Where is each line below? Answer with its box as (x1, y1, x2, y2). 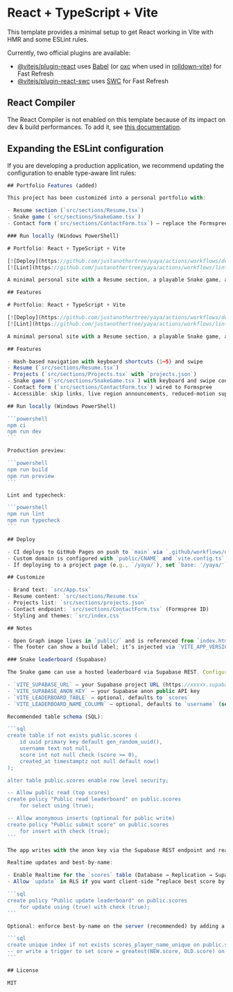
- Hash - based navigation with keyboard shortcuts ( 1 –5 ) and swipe (7, 358, 203, 365)
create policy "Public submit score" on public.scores (7, 821, 169, 828)
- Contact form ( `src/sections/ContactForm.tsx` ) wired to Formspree (7, 384, 213, 391)
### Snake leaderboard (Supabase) (7, 656, 107, 663)
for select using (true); (19, 803, 95, 810)
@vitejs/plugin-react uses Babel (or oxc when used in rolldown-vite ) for (17, 62, 222, 70)
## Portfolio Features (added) (7, 182, 98, 189)
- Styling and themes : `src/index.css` (7, 612, 123, 619)
